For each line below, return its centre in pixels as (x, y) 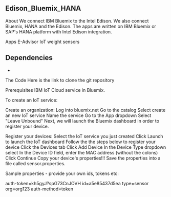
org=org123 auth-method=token (39, 189)
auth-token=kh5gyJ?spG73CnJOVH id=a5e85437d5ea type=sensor (77, 183)
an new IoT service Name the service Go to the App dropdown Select (78, 115)
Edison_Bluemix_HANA (43, 8)
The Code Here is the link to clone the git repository (60, 80)
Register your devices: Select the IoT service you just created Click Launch (84, 136)
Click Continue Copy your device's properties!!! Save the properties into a (83, 158)
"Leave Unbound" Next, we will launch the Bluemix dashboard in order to (82, 121)
